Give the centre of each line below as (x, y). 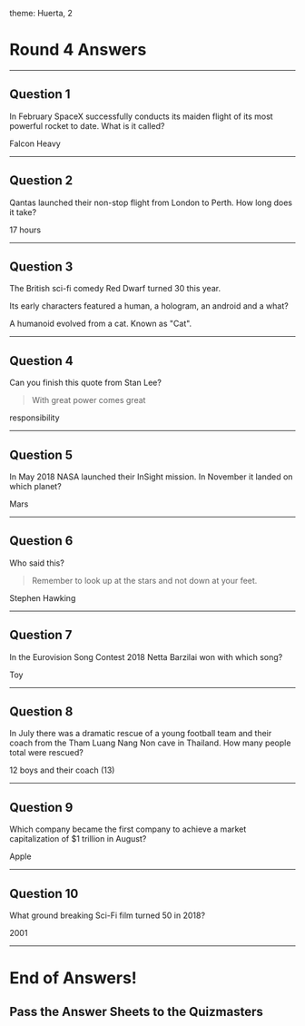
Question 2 (41, 181)
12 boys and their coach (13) (62, 770)
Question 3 (41, 266)
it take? (23, 212)
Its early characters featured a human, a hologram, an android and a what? (149, 306)
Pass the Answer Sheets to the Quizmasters (136, 1011)
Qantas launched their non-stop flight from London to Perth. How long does (151, 202)
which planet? (35, 486)
